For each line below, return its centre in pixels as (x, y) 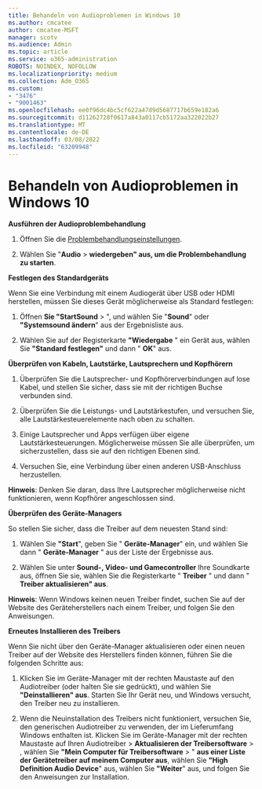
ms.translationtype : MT (47, 125)
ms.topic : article (38, 52)
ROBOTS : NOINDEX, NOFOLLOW (52, 67)
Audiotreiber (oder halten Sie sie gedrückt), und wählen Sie (115, 687)
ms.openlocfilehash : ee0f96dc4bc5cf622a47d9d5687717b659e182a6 (114, 111)
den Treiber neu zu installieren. (69, 703)
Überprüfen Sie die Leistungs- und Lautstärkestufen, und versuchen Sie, (137, 411)
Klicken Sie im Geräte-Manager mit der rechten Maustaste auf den (127, 678)
